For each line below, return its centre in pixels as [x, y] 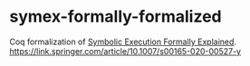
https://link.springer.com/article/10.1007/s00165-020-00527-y [125, 51]
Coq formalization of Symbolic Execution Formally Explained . [123, 42]
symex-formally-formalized [115, 17]
